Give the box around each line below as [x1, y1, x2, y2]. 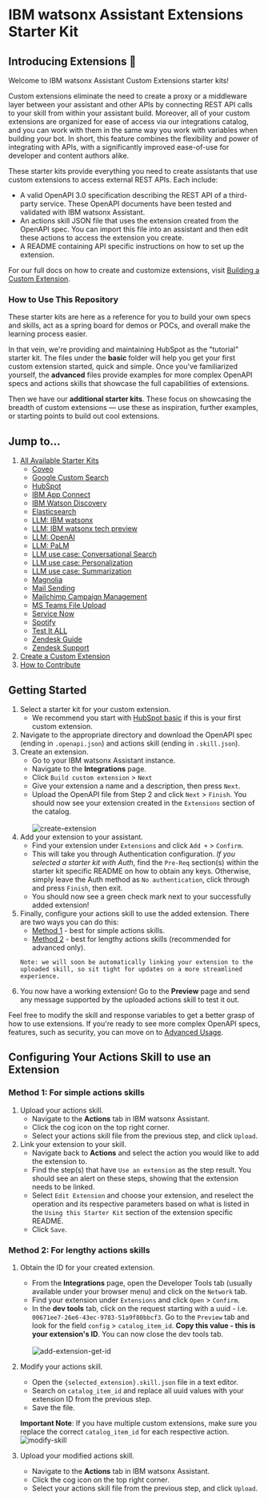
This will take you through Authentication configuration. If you [31, 849, 236, 859]
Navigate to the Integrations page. [31, 763, 146, 774]
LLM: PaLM [31, 541, 70, 550]
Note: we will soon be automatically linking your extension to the [19, 958, 254, 966]
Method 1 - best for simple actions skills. [31, 925, 166, 935]
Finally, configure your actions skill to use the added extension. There [19, 908, 250, 918]
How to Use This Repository [8, 294, 118, 305]
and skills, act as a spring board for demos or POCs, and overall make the [8, 320, 250, 330]
